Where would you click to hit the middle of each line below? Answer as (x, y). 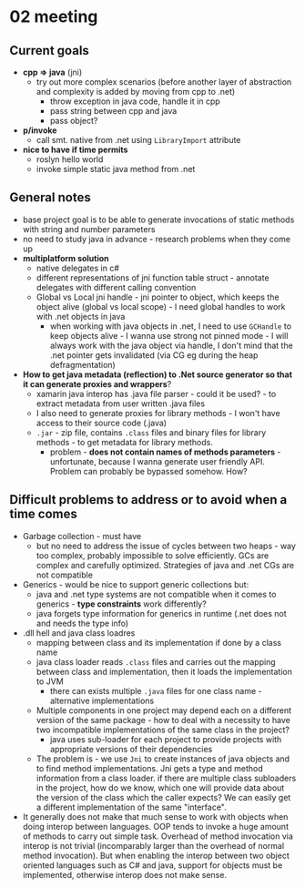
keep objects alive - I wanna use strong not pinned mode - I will (169, 335)
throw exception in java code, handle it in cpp (135, 101)
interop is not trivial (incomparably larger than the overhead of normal (153, 845)
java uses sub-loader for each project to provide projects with (166, 739)
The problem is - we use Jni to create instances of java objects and (163, 759)
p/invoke (40, 130)
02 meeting (54, 17)
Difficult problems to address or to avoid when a (148, 500)
